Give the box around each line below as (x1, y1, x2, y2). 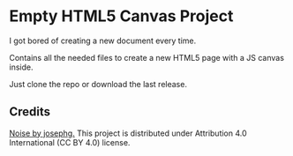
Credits (9, 104, 51, 120)
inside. (9, 62, 34, 72)
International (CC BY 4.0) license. (9, 137, 131, 147)
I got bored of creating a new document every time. (9, 35, 197, 46)
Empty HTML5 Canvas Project (9, 6, 234, 26)
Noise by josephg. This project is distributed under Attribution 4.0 (9, 128, 247, 138)
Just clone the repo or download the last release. (9, 78, 188, 89)
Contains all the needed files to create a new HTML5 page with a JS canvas (9, 52, 285, 63)
